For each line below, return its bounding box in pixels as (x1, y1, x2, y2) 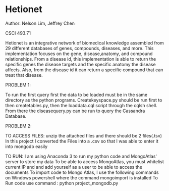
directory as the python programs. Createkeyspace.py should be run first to (5, 97, 162, 103)
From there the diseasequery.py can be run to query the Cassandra (5, 108, 145, 114)
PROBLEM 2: (5, 123, 32, 129)
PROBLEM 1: (5, 82, 31, 88)
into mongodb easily (5, 143, 48, 150)
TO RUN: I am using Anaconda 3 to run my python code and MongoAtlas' (5, 153, 157, 159)
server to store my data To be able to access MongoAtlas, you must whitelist (5, 158, 164, 165)
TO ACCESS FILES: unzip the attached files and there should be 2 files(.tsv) (5, 132, 162, 138)
